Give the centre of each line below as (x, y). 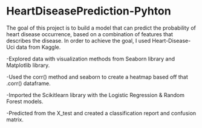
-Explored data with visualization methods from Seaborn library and (91, 59)
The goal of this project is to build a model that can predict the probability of (101, 28)
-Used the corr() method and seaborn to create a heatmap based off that (97, 77)
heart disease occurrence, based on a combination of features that (90, 34)
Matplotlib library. (28, 65)
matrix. (15, 120)
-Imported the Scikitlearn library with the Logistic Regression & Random (96, 95)
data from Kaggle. (38, 47)
